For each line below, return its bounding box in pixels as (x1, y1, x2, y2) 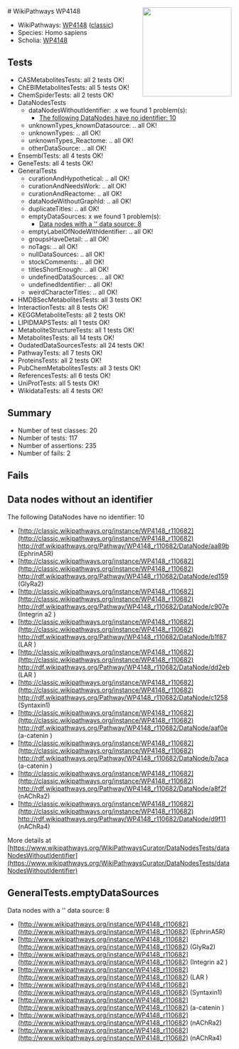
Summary (7, 407, 52, 420)
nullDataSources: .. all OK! (28, 250, 105, 258)
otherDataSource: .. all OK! (28, 143, 107, 152)
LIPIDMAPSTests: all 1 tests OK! (17, 318, 110, 327)
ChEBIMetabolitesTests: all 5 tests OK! (17, 83, 129, 91)
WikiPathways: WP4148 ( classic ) (17, 21, 114, 29)
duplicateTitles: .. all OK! (28, 204, 100, 213)
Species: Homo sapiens (17, 29, 87, 36)
